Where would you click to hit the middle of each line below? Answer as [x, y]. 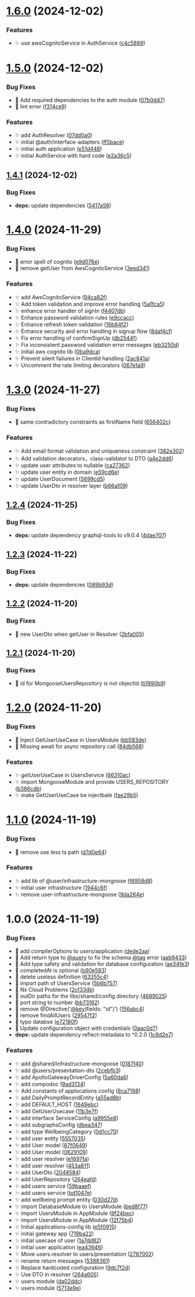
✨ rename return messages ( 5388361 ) [62, 1261]
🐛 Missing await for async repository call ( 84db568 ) [79, 746]
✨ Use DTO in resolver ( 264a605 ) [57, 1274]
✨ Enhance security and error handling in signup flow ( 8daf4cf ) [94, 331]
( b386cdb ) [28, 789]
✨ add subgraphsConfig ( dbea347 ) [59, 1125]
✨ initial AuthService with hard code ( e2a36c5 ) [73, 156]
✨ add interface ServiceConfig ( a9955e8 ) [67, 1118]
